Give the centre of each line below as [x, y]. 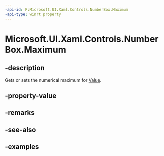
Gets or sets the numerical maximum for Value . [53, 80]
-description [25, 68]
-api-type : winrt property [33, 14]
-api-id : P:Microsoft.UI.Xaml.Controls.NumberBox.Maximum [67, 10]
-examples [22, 147]
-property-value [31, 96]
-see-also [21, 130]
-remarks [20, 113]
